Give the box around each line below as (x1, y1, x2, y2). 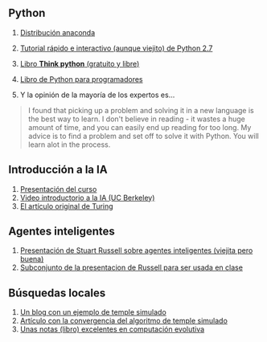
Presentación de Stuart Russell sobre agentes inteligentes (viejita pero (19, 246, 253, 255)
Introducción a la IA (8, 163, 108, 177)
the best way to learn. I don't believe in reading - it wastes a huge (27, 114, 245, 124)
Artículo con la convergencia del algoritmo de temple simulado (19, 316, 228, 326)
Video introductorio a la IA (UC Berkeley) (19, 193, 155, 202)
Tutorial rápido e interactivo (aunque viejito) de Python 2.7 (19, 43, 213, 53)
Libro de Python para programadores (19, 74, 143, 83)
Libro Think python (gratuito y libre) (19, 59, 140, 68)
